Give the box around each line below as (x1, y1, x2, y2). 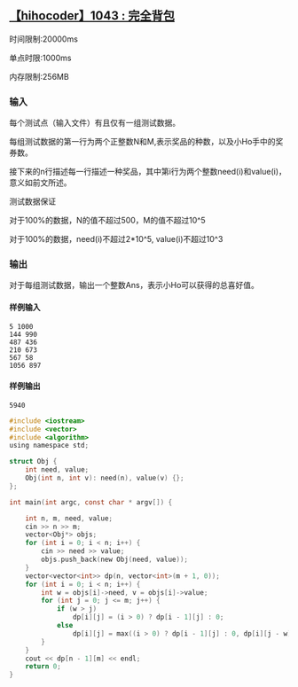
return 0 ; (25, 662, 62, 671)
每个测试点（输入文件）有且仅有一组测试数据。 (9, 118, 180, 129)
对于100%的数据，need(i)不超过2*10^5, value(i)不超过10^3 (9, 234, 223, 245)
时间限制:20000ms (9, 34, 78, 44)
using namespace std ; (9, 441, 90, 450)
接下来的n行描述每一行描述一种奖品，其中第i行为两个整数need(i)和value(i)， (9, 167, 286, 177)
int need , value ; (25, 465, 90, 474)
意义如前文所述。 (9, 177, 72, 188)
